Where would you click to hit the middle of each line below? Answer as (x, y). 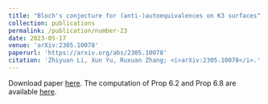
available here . (33, 91)
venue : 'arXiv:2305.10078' (54, 46)
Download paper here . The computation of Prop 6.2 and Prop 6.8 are (122, 83)
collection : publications (52, 23)
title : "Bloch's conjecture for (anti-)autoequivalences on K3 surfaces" (135, 16)
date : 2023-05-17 (37, 38)
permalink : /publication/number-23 (68, 30)
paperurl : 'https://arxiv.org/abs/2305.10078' (88, 53)
